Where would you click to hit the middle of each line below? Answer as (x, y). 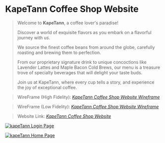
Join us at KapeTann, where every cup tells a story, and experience (86, 82)
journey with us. (34, 38)
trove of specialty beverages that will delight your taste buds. (80, 72)
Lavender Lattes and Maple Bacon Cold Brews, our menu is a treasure (88, 67)
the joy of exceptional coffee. (47, 87)
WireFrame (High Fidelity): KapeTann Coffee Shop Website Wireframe (88, 97)
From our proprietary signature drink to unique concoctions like (82, 62)
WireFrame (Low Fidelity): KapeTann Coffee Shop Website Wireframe (88, 106)
